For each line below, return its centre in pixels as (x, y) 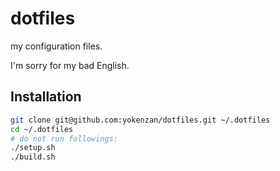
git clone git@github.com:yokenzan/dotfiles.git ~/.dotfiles (140, 120)
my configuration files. (56, 46)
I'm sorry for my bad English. (70, 65)
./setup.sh (33, 148)
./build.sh (33, 157)
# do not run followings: (64, 138)
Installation (46, 97)
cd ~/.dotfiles (42, 129)
